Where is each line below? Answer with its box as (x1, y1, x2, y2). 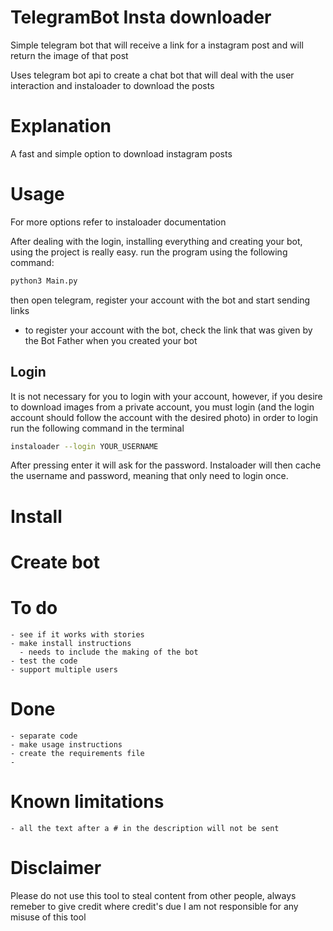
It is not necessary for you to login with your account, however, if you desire (10, 390, 323, 402)
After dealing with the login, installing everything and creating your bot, (10, 235, 303, 247)
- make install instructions (10, 638, 132, 648)
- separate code (10, 731, 78, 741)
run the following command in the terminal (10, 422, 185, 434)
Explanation (10, 115, 112, 138)
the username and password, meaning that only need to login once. (10, 470, 289, 482)
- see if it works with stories (10, 629, 145, 640)
